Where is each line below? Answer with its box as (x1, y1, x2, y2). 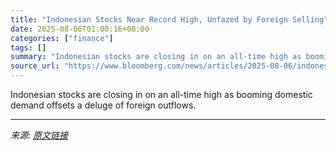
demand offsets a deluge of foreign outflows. (10, 99, 197, 111)
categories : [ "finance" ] (10, 33, 114, 43)
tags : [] (10, 42, 47, 53)
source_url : (10, 61, 60, 71)
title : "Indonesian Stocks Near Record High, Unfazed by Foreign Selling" (10, 14, 329, 25)
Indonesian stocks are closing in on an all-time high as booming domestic (10, 89, 313, 100)
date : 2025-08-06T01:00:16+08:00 (10, 24, 150, 34)
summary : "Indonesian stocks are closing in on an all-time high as (10, 52, 302, 62)
